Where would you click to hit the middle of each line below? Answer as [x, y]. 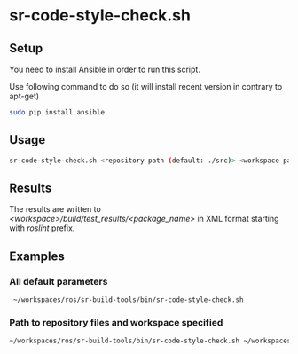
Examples [37, 256]
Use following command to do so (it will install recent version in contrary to [146, 87]
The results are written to [55, 209]
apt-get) [24, 96]
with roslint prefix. [42, 228]
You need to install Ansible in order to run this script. [105, 69]
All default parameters [59, 281]
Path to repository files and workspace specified [116, 322]
